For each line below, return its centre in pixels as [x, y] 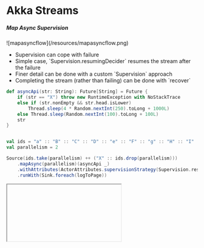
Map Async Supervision [37, 27]
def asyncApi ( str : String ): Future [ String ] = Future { [77, 92]
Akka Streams [42, 11]
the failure [28, 68]
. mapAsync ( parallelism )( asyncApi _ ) [64, 164]
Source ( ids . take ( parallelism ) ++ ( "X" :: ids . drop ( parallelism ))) [92, 158]
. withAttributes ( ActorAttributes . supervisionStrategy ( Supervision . [104, 169]
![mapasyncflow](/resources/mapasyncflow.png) [67, 43]
